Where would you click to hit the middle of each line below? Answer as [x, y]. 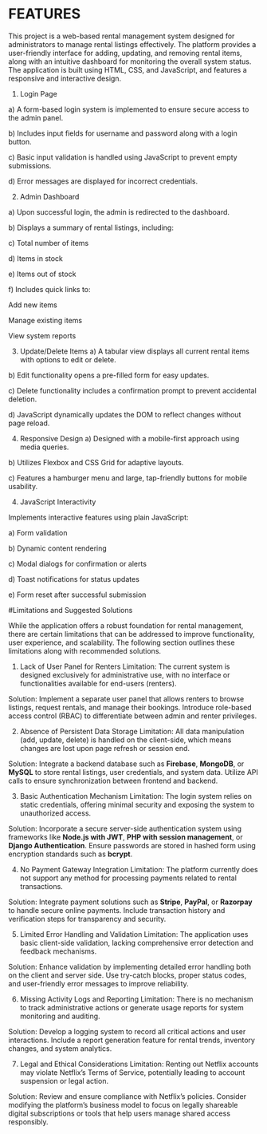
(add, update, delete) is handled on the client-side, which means [126, 740]
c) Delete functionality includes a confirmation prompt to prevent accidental [132, 390]
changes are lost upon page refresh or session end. [104, 748]
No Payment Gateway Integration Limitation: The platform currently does [139, 869]
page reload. [29, 423]
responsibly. [28, 1121]
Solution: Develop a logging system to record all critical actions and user [127, 1031]
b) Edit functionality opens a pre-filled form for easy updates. [109, 375]
